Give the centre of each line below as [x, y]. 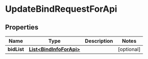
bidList [16, 49]
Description [99, 41]
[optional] [129, 49]
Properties [22, 27]
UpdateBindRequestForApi [61, 9]
